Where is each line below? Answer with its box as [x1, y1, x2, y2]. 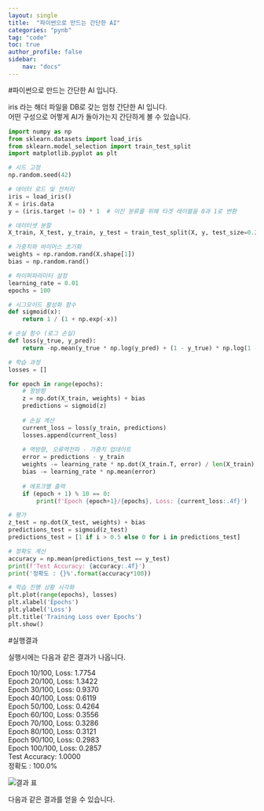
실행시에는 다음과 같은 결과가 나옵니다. [8, 652, 126, 661]
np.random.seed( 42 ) [8, 171, 72, 180]
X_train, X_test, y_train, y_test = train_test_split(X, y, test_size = [8, 229, 247, 237]
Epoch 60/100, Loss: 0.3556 [8, 709, 100, 719]
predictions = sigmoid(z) [22, 402, 108, 410]
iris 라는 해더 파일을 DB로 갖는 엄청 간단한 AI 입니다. [8, 102, 167, 111]
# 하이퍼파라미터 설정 [8, 272, 68, 280]
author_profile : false [8, 48, 82, 56]
